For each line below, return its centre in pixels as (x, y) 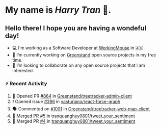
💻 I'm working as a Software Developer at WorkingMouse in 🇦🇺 (78, 48)
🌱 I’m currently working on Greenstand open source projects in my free (84, 55)
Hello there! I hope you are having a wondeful (76, 28)
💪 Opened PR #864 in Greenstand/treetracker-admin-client (72, 96)
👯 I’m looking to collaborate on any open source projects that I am (79, 65)
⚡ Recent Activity (26, 83)
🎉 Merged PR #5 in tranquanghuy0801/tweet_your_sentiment (73, 116)
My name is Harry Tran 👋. (58, 10)
